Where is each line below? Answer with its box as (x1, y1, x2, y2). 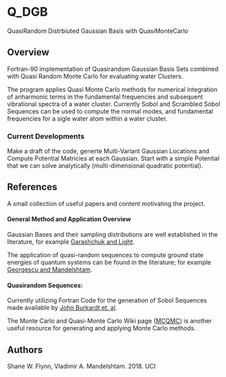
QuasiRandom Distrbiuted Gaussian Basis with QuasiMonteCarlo (7, 27, 188, 35)
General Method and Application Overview (7, 215, 131, 223)
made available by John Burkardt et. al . (7, 304, 118, 312)
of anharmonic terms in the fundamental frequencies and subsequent (7, 92, 203, 101)
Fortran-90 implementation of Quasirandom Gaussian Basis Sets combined (7, 64, 219, 73)
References (7, 181, 58, 193)
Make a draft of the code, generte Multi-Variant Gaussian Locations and (7, 147, 210, 155)
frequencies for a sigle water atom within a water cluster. (7, 114, 168, 122)
